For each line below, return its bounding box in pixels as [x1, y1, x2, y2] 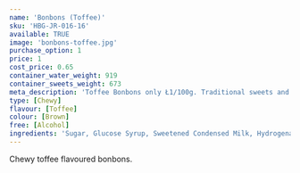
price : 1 [9, 54, 42, 63]
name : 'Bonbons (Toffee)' [9, 12, 105, 22]
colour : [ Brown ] [9, 112, 70, 121]
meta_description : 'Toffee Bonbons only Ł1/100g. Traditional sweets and [9, 87, 290, 96]
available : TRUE [9, 29, 70, 38]
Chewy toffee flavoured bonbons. [9, 153, 133, 164]
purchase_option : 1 [9, 46, 82, 55]
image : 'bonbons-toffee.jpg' [9, 37, 118, 47]
